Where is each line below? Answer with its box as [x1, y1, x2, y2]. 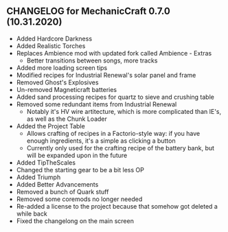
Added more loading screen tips [16, 63, 108, 71]
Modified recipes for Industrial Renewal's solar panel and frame [16, 71, 196, 79]
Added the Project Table [16, 121, 85, 130]
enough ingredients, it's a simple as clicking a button [26, 137, 176, 145]
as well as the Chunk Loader [26, 115, 108, 123]
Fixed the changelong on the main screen [16, 216, 135, 225]
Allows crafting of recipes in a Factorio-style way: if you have [26, 129, 201, 137]
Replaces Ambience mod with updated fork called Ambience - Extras [16, 49, 212, 57]
